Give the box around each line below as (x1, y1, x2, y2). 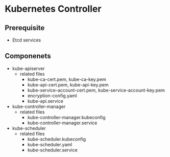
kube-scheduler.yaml (27, 141, 72, 147)
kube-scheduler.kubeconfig (27, 136, 86, 142)
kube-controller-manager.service (27, 120, 98, 126)
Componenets (5, 52, 52, 60)
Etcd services (12, 37, 41, 43)
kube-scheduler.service (27, 147, 78, 153)
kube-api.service (27, 98, 63, 104)
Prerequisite (5, 24, 45, 32)
